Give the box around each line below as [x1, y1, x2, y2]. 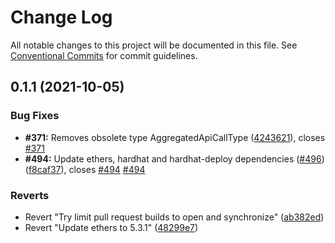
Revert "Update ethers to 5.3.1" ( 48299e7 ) [24, 221, 199, 233]
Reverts [10, 188, 50, 202]
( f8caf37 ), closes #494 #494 [24, 163, 146, 175]
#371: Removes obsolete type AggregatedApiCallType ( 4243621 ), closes [24, 131, 326, 143]
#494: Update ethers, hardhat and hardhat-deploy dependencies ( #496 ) [24, 152, 325, 165]
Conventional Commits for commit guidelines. [10, 49, 198, 61]
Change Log [10, 6, 113, 29]
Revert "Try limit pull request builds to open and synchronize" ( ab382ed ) [24, 211, 325, 223]
